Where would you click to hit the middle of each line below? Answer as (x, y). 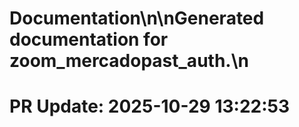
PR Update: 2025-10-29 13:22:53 (150, 106)
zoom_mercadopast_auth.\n (129, 61)
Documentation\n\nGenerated (137, 18)
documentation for (89, 39)
